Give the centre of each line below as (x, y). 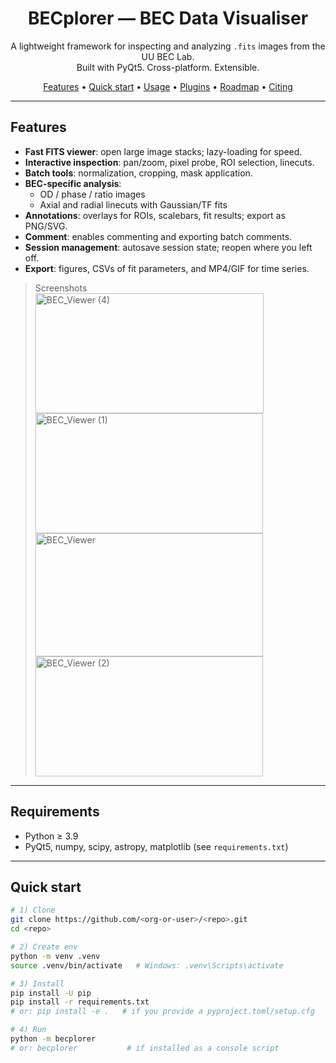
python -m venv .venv (55, 956)
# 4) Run (28, 1030)
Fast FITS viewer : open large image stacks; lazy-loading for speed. (163, 151)
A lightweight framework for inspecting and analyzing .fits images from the (168, 46)
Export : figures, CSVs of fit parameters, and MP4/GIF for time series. (167, 268)
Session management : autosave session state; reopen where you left (168, 247)
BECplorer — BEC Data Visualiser (168, 18)
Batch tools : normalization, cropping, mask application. (138, 173)
